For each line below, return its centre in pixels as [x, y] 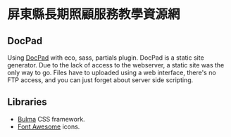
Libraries [27, 102]
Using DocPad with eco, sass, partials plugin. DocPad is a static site [106, 58]
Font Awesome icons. [49, 126]
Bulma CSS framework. [51, 119]
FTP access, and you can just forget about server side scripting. [100, 80]
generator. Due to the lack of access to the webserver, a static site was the [116, 65]
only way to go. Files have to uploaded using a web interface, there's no [112, 72]
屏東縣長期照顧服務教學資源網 [94, 14]
